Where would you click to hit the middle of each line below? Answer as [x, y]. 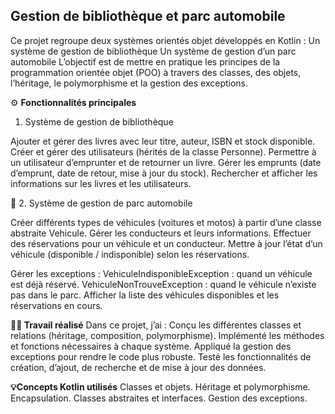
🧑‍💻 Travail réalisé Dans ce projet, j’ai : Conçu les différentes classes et [156, 325]
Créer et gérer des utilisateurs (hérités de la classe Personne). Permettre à [163, 151]
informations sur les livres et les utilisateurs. [101, 183]
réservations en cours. [56, 305]
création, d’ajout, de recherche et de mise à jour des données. [138, 367]
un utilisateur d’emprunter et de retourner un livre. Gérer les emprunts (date [166, 162]
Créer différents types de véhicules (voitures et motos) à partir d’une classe [166, 222]
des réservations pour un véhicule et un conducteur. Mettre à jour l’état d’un [166, 243]
